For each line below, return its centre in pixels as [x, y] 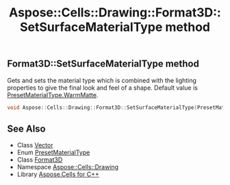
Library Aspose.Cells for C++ [58, 174]
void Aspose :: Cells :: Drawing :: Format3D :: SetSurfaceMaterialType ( [102, 108]
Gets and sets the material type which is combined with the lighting [102, 80]
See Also [26, 128]
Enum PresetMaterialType [53, 153]
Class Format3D [40, 160]
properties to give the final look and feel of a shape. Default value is [103, 88]
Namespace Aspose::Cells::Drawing [67, 167]
